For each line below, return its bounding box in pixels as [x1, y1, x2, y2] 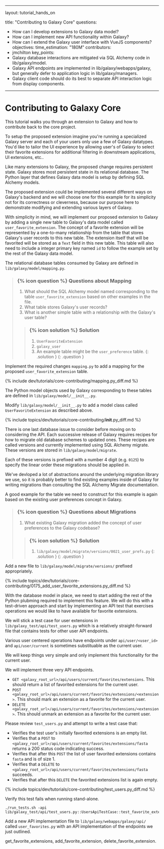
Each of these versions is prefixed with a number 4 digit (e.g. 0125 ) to [5, 456, 144, 462]
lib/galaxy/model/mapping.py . [5, 265, 66, 271]
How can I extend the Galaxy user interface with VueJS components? [12, 39, 152, 45]
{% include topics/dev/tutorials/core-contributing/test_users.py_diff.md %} [5, 786, 155, 792]
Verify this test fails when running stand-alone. [5, 796, 99, 802]
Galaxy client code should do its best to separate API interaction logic [12, 75, 152, 81]
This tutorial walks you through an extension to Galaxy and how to [5, 119, 138, 125]
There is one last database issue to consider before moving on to [5, 426, 136, 432]
